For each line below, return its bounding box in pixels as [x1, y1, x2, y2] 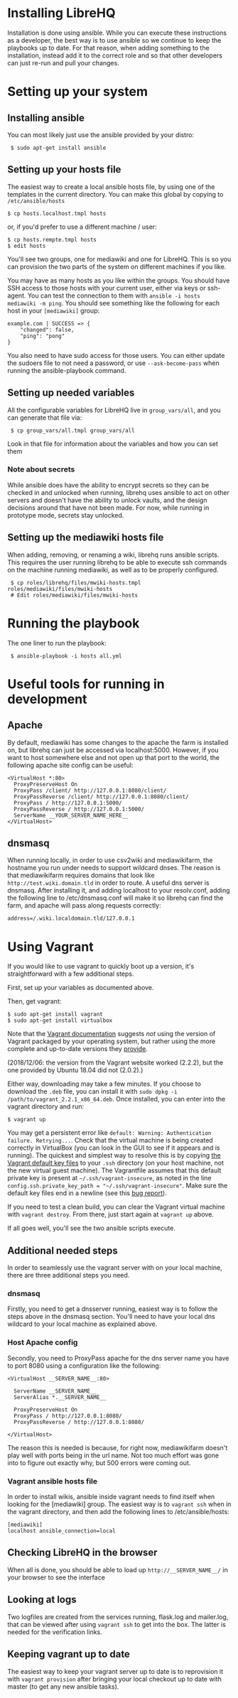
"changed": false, [20, 326, 75, 333]
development [7, 691, 87, 707]
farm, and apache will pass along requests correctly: [7, 901, 161, 910]
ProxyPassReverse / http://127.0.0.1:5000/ [13, 805, 144, 812]
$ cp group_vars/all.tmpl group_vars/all [10, 427, 135, 434]
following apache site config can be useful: [7, 761, 134, 769]
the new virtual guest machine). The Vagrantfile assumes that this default [7, 1166, 222, 1175]
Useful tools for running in [7, 676, 165, 692]
